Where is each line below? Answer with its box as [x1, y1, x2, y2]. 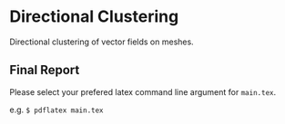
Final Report [9, 62, 80, 78]
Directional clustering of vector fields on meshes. [9, 36, 194, 47]
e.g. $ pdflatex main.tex [9, 104, 104, 115]
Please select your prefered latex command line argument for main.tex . [9, 86, 277, 97]
